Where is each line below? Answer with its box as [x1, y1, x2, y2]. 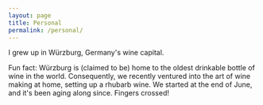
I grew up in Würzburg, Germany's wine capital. [8, 48, 164, 58]
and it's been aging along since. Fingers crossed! [8, 88, 169, 98]
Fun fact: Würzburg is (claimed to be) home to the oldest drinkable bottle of [8, 63, 256, 73]
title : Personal [8, 19, 62, 27]
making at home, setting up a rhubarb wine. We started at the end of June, [8, 80, 253, 89]
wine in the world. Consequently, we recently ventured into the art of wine [8, 72, 251, 81]
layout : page [8, 11, 52, 20]
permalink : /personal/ [8, 26, 83, 34]
